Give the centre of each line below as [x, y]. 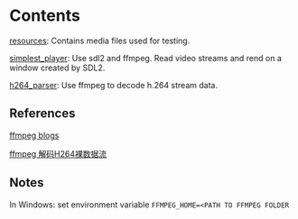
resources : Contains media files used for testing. [100, 41]
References [42, 114]
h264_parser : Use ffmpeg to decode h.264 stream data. [114, 85]
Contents [45, 16]
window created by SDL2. [57, 68]
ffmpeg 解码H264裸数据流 [58, 153]
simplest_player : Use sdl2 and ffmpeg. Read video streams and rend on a [146, 58]
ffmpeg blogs [34, 135]
